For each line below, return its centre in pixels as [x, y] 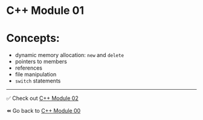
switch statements [38, 81]
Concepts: [33, 38]
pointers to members [41, 62]
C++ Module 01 [45, 11]
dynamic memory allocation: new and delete [69, 55]
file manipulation [36, 75]
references [28, 68]
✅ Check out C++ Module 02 [42, 98]
